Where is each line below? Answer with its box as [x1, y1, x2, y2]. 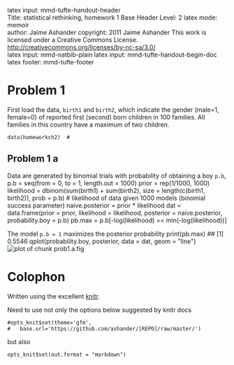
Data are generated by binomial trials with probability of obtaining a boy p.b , [7, 171, 226, 180]
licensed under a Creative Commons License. [7, 36, 138, 44]
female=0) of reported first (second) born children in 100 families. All [7, 113, 205, 121]
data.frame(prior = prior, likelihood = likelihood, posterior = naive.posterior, [7, 208, 223, 217]
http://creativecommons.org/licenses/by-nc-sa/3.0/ [7, 43, 156, 51]
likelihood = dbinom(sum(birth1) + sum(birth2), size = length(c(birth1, [7, 186, 205, 194]
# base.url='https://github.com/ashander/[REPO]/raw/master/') [7, 325, 201, 332]
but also [7, 337, 31, 345]
